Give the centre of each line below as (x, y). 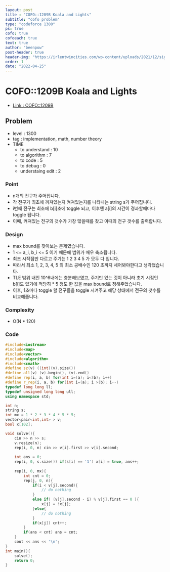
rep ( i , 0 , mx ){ (30, 471)
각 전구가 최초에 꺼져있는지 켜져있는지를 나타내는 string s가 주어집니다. (82, 202)
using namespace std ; (28, 397)
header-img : (18, 57)
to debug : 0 (33, 165)
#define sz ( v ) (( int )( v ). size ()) (40, 368)
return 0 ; (25, 560)
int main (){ (18, 551)
